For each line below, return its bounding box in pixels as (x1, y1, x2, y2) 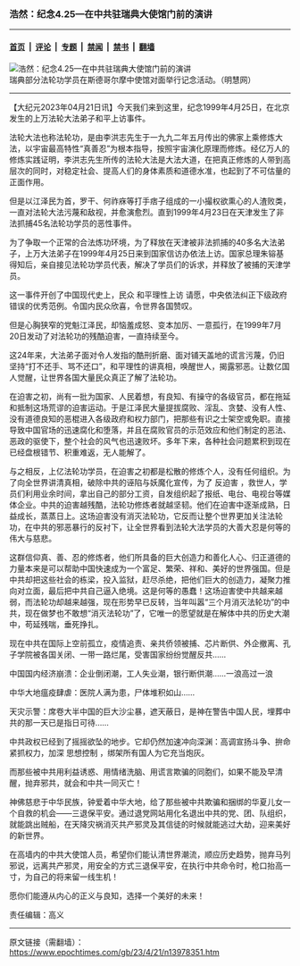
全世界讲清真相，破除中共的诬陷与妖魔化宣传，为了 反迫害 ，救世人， (24, 476, 279, 488)
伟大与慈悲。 (9, 533, 56, 543)
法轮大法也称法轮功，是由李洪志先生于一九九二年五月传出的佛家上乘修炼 (9, 131, 275, 142)
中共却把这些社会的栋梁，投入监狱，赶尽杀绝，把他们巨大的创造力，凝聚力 (9, 574, 283, 584)
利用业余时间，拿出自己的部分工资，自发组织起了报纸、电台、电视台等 (24, 488, 283, 499)
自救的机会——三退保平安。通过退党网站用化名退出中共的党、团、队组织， (16, 807, 291, 819)
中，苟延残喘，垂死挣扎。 (9, 618, 104, 629)
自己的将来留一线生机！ (32, 871, 119, 882)
